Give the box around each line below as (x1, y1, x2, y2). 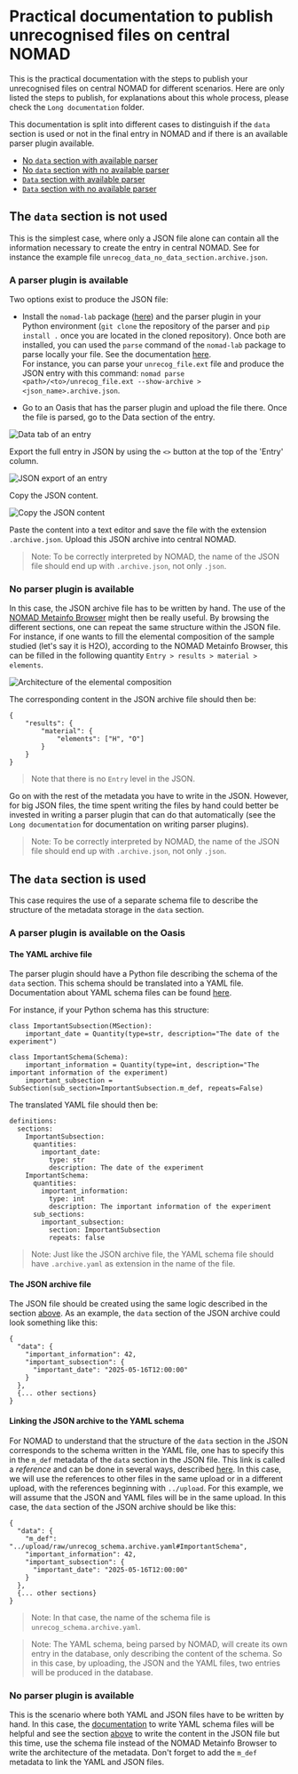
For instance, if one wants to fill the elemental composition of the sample (9, 631, 275, 642)
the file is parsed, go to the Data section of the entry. (21, 412, 216, 423)
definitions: (9, 1117, 58, 1126)
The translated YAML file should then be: (9, 1099, 159, 1110)
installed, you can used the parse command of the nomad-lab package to (21, 340, 286, 350)
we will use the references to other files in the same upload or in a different (9, 1473, 284, 1483)
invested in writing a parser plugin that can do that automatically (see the (9, 810, 277, 820)
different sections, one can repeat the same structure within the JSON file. (9, 622, 281, 633)
